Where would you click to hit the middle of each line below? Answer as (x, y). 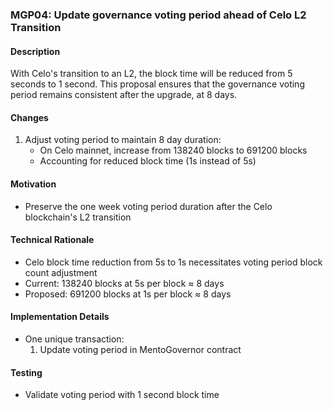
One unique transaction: (74, 339)
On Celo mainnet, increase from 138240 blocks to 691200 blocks (173, 150)
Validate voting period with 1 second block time (122, 395)
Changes (29, 117)
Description (35, 51)
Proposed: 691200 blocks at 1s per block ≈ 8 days (128, 294)
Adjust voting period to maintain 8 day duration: (123, 140)
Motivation (33, 184)
